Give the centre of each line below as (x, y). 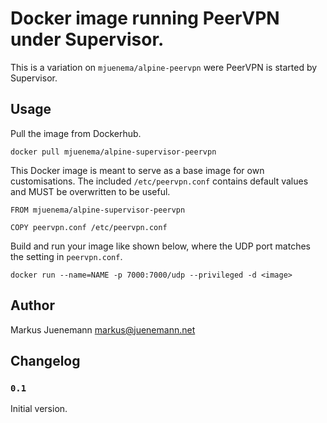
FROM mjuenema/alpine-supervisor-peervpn (98, 210)
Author (32, 305)
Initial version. (39, 409)
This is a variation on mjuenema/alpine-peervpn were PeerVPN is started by (164, 67)
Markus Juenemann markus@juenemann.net (103, 329)
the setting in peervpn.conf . (66, 256)
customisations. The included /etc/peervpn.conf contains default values (159, 181)
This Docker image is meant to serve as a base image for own (137, 170)
